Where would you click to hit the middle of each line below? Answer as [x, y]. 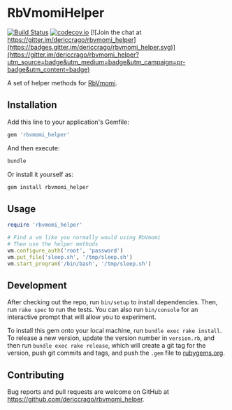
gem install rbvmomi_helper [48, 187]
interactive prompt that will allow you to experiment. [82, 317]
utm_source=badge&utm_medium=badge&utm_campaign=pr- [96, 62]
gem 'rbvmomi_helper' [39, 134]
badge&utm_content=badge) [49, 69]
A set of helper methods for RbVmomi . [62, 83]
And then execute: [34, 148]
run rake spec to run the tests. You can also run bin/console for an [103, 310]
